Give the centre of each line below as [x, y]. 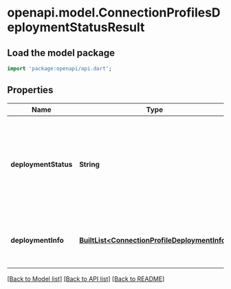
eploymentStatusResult [76, 27]
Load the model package [61, 53]
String [89, 164]
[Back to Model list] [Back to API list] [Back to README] [86, 279]
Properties [30, 90]
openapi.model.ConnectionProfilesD [114, 13]
